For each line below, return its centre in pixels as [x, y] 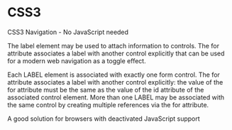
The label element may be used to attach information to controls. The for [114, 45]
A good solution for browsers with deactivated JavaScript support [104, 119]
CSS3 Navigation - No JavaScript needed [68, 32]
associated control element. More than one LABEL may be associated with [116, 97]
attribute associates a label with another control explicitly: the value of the [115, 82]
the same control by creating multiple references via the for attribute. [108, 104]
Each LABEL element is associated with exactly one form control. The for [114, 75]
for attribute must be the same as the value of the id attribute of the [106, 90]
